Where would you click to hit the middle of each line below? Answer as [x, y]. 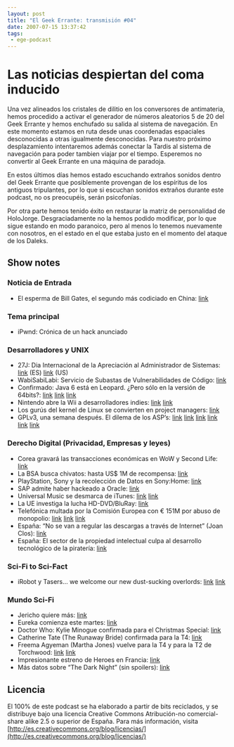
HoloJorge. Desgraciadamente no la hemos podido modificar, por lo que [112, 219]
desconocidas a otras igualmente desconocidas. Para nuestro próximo [109, 139]
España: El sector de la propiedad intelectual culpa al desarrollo [109, 540]
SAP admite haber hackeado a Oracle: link [78, 488]
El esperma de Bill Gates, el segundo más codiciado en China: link [113, 298]
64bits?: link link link [47, 395]
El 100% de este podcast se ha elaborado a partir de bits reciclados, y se [113, 706]
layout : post [26, 14]
